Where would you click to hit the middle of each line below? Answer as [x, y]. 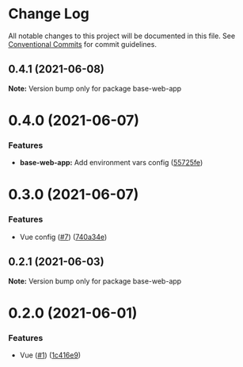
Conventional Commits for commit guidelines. [82, 44]
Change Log [49, 14]
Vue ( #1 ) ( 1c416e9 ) [50, 355]
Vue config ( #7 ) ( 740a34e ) [63, 237]
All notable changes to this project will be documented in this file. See [122, 36]
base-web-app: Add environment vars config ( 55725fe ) [111, 163]
